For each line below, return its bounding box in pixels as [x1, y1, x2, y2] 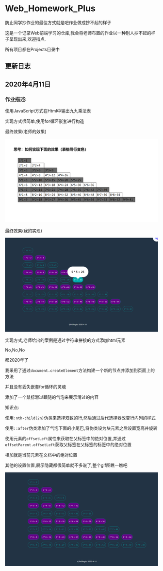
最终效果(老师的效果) [5, 129, 47, 134]
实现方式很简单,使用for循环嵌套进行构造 [5, 118, 84, 124]
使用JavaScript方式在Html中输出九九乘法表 [5, 108, 91, 114]
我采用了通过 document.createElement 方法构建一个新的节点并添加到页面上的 [5, 367, 155, 373]
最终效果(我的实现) [5, 228, 43, 234]
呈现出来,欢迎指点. [9, 36, 46, 42]
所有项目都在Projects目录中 [5, 46, 60, 52]
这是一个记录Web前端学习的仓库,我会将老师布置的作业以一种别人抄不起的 [5, 30, 151, 36]
